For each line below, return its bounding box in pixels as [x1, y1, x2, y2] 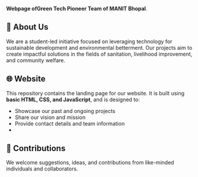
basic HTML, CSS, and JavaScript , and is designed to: [6, 96, 140, 103]
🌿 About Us [6, 22, 49, 32]
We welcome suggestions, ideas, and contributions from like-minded [6, 159, 174, 166]
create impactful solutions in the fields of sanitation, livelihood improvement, [6, 50, 193, 57]
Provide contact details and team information [14, 120, 125, 127]
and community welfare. [6, 56, 65, 64]
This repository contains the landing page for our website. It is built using [6, 89, 185, 96]
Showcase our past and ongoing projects [14, 107, 116, 114]
